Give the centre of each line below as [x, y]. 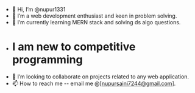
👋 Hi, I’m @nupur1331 [39, 9]
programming [48, 60]
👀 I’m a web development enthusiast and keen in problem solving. [94, 16]
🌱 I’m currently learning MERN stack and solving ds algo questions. [96, 22]
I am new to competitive [74, 47]
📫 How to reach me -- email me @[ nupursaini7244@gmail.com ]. [94, 83]
